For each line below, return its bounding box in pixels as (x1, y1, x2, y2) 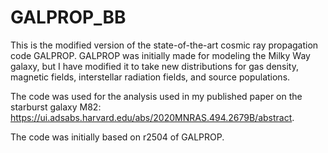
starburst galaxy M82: (10, 101, 102, 113)
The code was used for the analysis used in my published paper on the (10, 90, 303, 102)
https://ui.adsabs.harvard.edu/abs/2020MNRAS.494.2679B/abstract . (10, 111, 295, 123)
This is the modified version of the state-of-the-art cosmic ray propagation (10, 39, 319, 51)
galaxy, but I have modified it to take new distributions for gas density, (10, 60, 299, 72)
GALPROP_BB (10, 6, 127, 29)
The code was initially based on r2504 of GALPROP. (10, 131, 225, 143)
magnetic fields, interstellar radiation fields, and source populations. (10, 71, 291, 83)
